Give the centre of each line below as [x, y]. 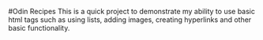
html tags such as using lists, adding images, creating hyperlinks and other [130, 20]
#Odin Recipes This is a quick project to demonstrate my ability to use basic [131, 11]
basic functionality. [39, 28]
